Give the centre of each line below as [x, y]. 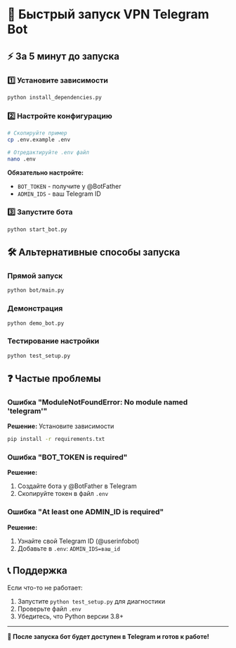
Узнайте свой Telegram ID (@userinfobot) [78, 541]
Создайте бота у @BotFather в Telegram [77, 486]
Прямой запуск [35, 276]
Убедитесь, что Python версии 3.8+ [71, 616]
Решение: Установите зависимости [61, 426]
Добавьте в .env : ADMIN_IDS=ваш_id [69, 548]
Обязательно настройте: [46, 173]
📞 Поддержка [38, 571]
